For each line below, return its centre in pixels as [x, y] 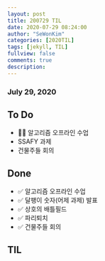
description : [27, 67]
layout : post [27, 14]
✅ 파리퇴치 [33, 218]
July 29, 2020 [32, 92]
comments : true [30, 60]
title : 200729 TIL [34, 21]
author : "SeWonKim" [36, 34]
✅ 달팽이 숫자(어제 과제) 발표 [57, 201]
